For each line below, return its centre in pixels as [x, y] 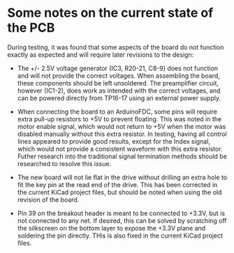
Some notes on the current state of [110, 13]
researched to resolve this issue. [64, 163]
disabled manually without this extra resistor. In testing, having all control [122, 134]
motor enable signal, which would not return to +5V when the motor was [122, 126]
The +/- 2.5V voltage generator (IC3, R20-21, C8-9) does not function [118, 68]
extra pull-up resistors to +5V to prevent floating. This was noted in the [119, 119]
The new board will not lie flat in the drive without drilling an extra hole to [122, 177]
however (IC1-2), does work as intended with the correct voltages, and [119, 90]
